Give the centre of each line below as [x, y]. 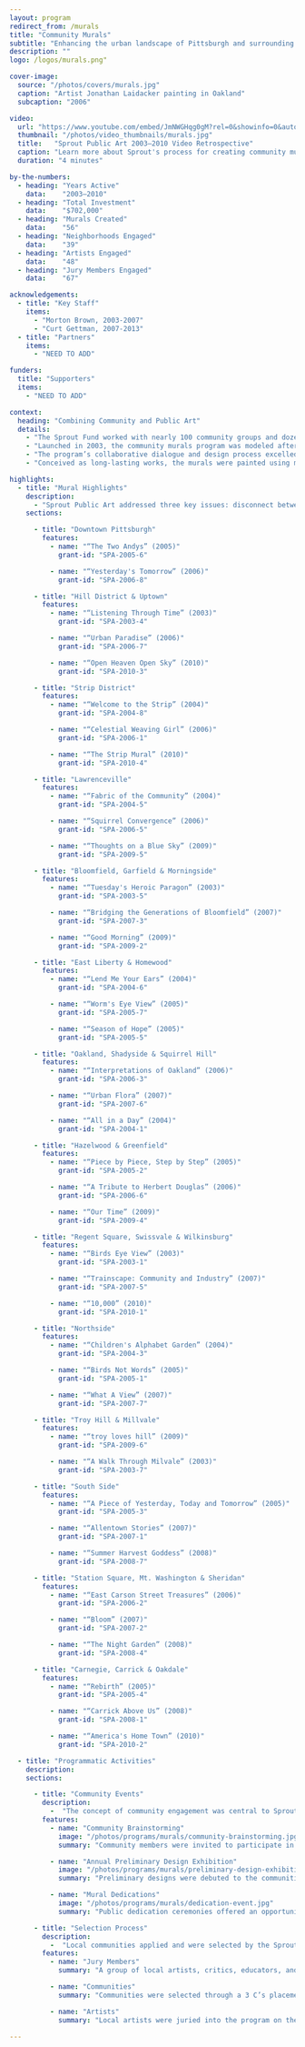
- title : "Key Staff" [59, 304]
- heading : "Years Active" [69, 186]
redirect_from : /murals [54, 26]
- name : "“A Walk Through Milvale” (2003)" [133, 1461]
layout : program [40, 18]
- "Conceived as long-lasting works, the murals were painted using [158, 463]
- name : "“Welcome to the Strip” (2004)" [129, 705]
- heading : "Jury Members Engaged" [85, 270]
